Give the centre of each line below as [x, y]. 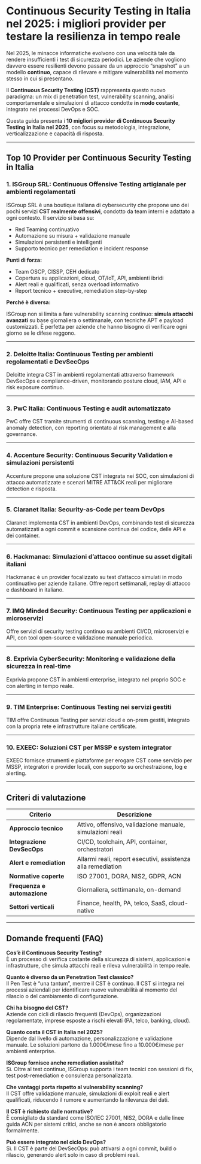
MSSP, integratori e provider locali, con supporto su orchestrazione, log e [97, 767]
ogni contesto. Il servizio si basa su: [50, 217]
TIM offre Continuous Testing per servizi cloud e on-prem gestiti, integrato [98, 720]
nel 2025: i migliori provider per [86, 24]
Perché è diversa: [28, 302]
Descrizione [135, 814]
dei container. [23, 535]
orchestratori [95, 850]
